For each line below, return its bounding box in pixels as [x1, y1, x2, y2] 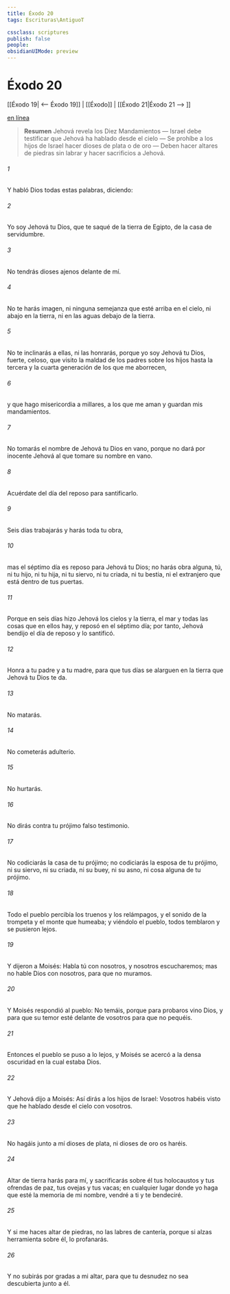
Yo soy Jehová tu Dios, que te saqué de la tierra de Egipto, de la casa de [7, 223, 212, 231]
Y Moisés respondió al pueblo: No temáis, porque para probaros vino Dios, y [7, 1006, 223, 1014]
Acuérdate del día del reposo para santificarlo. [7, 489, 139, 497]
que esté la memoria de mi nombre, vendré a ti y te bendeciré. [7, 1190, 183, 1199]
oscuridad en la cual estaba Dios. [7, 1058, 102, 1066]
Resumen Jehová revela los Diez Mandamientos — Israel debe [23, 126, 202, 135]
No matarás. [7, 711, 43, 719]
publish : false [7, 35, 51, 42]
